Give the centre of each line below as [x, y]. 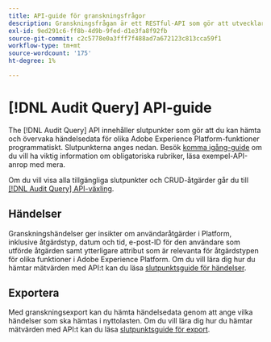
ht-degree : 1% [32, 61]
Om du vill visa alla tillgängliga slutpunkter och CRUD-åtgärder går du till [128, 180]
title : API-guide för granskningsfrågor [77, 16]
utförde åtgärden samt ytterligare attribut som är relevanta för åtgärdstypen [134, 250]
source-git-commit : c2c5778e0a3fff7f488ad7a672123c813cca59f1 [115, 38]
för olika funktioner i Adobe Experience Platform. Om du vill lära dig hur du [132, 259]
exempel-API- [225, 156]
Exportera [34, 293]
